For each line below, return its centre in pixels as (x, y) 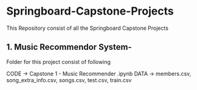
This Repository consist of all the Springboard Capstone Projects (88, 28)
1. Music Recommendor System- (69, 47)
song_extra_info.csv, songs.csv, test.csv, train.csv (69, 80)
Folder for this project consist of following (59, 61)
